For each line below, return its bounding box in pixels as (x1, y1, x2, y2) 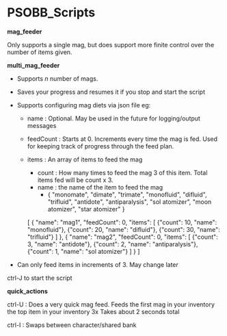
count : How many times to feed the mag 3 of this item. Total (37, 168, 208, 177)
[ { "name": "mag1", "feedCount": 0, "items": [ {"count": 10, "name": (27, 218, 217, 227)
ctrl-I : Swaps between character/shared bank (7, 320, 137, 329)
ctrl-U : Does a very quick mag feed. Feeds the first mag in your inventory (7, 300, 215, 309)
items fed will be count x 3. (37, 176, 114, 184)
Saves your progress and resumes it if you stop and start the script (16, 88, 205, 96)
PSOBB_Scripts (7, 5, 96, 21)
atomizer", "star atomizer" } (47, 205, 125, 213)
